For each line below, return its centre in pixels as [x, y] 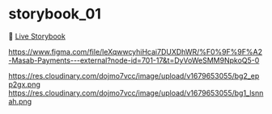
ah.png [20, 101]
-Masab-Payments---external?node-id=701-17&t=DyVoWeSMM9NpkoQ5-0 [134, 60]
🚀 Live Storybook [37, 36]
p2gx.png [24, 84]
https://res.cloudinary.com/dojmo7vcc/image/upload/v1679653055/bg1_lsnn [136, 92]
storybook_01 [55, 14]
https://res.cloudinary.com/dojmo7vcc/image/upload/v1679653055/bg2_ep [134, 75]
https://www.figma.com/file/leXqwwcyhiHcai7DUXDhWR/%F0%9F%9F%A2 [136, 51]
